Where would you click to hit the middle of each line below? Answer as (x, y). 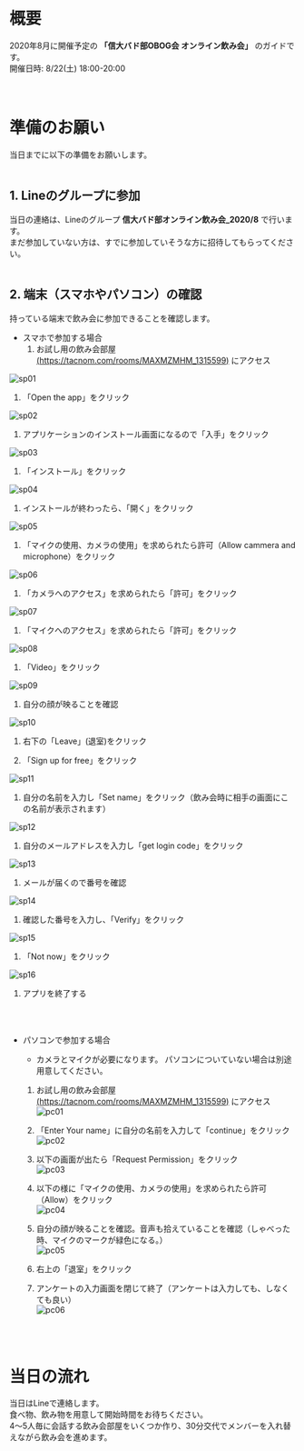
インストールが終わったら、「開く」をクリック (108, 508)
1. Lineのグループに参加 (75, 196)
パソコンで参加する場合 (66, 1040)
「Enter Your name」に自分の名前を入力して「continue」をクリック (163, 1130)
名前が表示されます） (70, 808)
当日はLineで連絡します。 (57, 1403)
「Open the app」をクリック (76, 397)
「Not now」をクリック (66, 956)
